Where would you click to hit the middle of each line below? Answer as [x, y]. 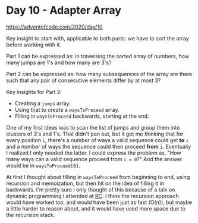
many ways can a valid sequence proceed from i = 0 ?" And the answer [94, 159]
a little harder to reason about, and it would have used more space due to [96, 208]
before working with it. [34, 45]
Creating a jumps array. [43, 103]
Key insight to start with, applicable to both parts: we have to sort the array [98, 38]
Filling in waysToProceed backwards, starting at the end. [82, 116]
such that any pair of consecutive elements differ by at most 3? [84, 80]
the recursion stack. [31, 215]
